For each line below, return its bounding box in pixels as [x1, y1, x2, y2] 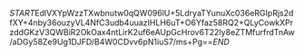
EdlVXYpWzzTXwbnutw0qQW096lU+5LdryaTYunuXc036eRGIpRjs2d [34, 8, 294, 18]
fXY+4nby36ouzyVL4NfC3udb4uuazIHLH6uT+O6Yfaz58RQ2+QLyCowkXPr [9, 17, 294, 28]
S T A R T [9, 8, 35, 18]
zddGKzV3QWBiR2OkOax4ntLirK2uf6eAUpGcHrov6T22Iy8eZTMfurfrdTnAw [9, 27, 295, 37]
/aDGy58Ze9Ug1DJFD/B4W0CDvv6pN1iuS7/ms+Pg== [9, 36, 213, 47]
